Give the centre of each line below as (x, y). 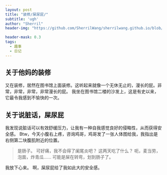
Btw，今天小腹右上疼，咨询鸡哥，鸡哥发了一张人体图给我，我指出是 (88, 134)
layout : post (19, 10)
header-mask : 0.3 (23, 37)
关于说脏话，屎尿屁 (35, 115)
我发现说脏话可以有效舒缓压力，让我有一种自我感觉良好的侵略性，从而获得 (81, 128)
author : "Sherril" (24, 24)
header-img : (17, 28)
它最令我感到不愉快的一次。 (34, 98)
